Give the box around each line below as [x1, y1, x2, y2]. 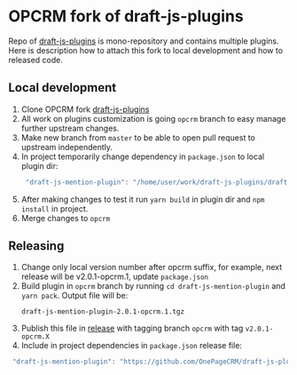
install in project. [20, 203, 89, 214]
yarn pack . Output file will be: [20, 291, 129, 301]
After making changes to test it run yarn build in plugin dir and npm [20, 194, 265, 204]
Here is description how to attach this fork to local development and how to [8, 44, 284, 55]
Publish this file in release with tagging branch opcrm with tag [20, 323, 244, 334]
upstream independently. [20, 141, 113, 152]
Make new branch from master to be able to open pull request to [20, 132, 256, 143]
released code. [8, 54, 63, 65]
